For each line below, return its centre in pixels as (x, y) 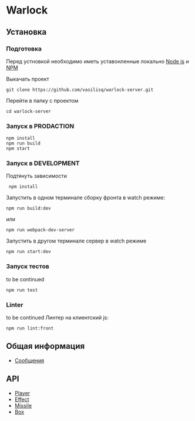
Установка (26, 32)
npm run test (22, 290)
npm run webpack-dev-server (41, 230)
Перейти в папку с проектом (42, 100)
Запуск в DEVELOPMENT (43, 163)
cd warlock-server (28, 111)
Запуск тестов (28, 267)
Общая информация (46, 346)
